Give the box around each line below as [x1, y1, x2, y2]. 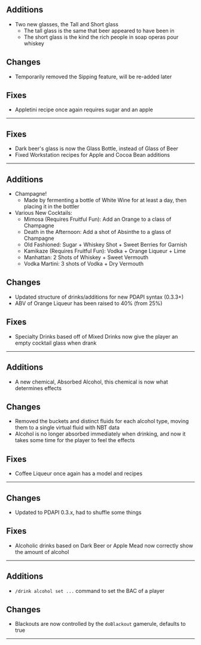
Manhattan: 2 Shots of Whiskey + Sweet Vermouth [23, 254, 148, 261]
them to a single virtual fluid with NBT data [14, 424, 120, 431]
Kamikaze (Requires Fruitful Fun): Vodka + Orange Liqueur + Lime [23, 248, 186, 255]
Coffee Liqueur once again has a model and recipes [14, 470, 142, 477]
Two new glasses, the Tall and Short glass [14, 20, 118, 28]
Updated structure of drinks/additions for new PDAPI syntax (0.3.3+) [14, 293, 184, 300]
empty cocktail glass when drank [14, 339, 97, 346]
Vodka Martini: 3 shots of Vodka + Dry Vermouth [23, 260, 144, 267]
